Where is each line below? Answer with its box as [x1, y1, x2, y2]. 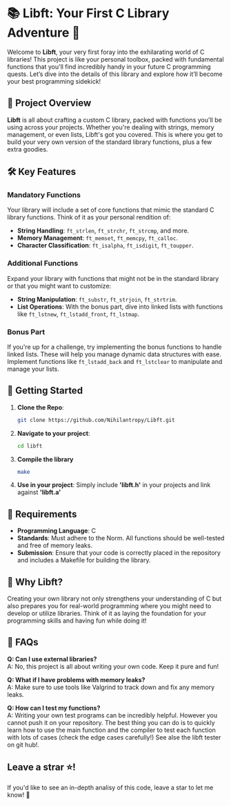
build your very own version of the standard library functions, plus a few [7, 138, 212, 146]
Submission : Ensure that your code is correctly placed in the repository [17, 549, 221, 557]
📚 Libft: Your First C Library [7, 6, 170, 21]
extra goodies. [7, 145, 48, 153]
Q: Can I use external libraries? [7, 654, 97, 663]
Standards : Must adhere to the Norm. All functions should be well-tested [17, 534, 225, 542]
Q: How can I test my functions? [7, 704, 101, 712]
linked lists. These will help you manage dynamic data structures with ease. [7, 350, 222, 358]
